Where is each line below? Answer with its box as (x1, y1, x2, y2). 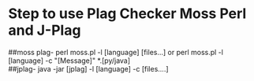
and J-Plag (8, 21, 81, 39)
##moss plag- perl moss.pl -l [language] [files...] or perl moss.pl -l (8, 47, 223, 57)
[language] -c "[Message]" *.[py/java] (8, 56, 131, 65)
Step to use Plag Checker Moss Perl (8, 5, 247, 23)
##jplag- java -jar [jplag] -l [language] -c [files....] (8, 64, 169, 73)
